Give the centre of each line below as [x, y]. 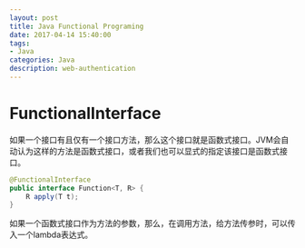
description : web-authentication [73, 69]
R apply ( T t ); [52, 196]
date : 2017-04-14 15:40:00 [60, 35]
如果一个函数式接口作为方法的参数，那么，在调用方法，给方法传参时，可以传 [152, 223]
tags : [20, 43]
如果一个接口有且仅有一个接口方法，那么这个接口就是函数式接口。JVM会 [145, 139]
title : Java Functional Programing [77, 26]
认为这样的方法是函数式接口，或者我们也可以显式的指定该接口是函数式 [148, 151]
